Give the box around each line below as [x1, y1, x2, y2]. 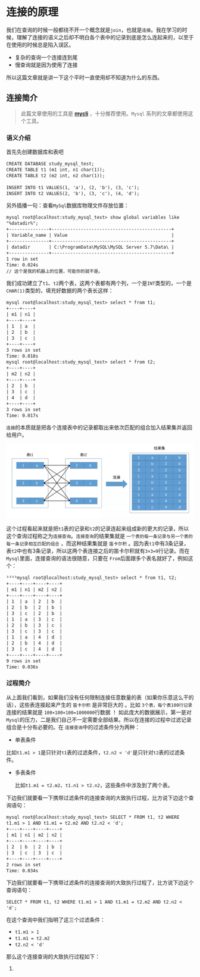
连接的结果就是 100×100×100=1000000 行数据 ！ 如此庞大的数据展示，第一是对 [6, 709, 192, 716]
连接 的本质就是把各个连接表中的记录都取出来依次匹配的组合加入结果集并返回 [6, 424, 192, 431]
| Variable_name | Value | [6, 233, 174, 239]
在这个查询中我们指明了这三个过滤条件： [6, 916, 105, 923]
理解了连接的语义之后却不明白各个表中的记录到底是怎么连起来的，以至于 [16, 33, 194, 40]
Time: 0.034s [6, 868, 39, 873]
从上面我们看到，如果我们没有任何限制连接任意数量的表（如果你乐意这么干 [6, 694, 189, 701]
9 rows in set [6, 658, 42, 664]
